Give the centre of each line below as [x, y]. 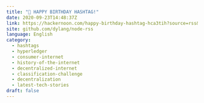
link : [13, 23]
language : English [29, 35]
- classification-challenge [47, 74]
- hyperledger [29, 51]
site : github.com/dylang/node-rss [50, 29]
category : [19, 40]
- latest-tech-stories [40, 85]
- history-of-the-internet [46, 62]
